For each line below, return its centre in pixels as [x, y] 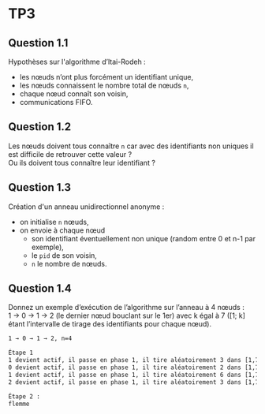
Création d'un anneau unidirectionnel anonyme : [86, 207]
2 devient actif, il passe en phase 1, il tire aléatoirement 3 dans [125, 382]
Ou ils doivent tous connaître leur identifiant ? [82, 162]
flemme [19, 404]
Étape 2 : [24, 396]
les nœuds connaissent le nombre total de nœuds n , [104, 85]
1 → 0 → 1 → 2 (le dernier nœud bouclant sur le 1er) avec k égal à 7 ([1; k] [127, 315]
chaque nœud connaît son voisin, [74, 94]
